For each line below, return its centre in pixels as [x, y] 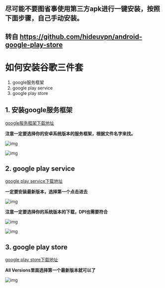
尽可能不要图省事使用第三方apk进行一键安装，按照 [82, 9]
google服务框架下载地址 [30, 123]
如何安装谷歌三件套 [44, 67]
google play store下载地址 [32, 260]
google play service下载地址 [34, 181]
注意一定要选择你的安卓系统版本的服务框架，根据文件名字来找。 [70, 134]
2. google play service [40, 169]
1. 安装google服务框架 [39, 110]
